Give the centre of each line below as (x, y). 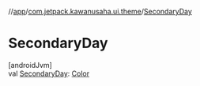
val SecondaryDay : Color (49, 73)
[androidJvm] (30, 65)
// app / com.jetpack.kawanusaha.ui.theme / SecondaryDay (100, 11)
